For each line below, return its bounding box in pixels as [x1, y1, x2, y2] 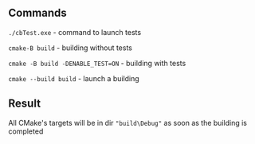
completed [8, 126, 44, 136]
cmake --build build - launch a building [8, 73, 139, 83]
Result [8, 97, 41, 111]
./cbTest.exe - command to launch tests [8, 27, 142, 37]
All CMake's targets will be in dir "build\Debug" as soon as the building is [8, 118, 247, 127]
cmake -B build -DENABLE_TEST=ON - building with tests [8, 58, 186, 68]
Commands [8, 6, 68, 20]
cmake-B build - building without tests [8, 43, 133, 53]
